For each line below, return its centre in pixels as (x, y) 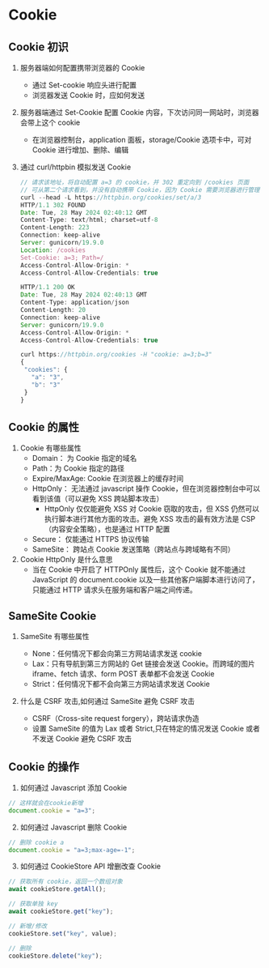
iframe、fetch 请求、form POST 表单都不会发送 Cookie (123, 674)
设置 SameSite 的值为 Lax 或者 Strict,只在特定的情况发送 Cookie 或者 (146, 729)
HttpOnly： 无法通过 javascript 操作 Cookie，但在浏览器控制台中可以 (146, 488)
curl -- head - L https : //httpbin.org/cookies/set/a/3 (111, 197)
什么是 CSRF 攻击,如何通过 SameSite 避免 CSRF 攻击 (107, 701)
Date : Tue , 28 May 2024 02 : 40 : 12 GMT (84, 212)
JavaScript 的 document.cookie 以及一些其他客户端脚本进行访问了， (146, 580)
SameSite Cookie (53, 616)
